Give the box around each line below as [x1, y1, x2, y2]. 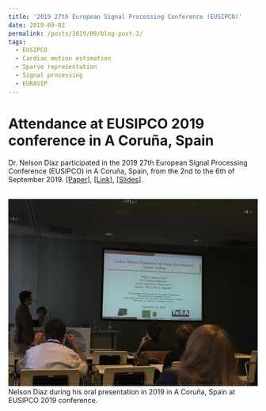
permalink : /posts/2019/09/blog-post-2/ [8, 29, 144, 37]
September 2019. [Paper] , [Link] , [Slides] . [8, 174, 144, 184]
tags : [8, 38, 26, 46]
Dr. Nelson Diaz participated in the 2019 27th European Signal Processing [8, 158, 248, 167]
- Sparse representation [15, 63, 97, 71]
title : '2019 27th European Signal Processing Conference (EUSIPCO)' [8, 13, 243, 21]
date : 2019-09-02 [8, 21, 66, 29]
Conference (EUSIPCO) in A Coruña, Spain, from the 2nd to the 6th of [8, 166, 235, 176]
